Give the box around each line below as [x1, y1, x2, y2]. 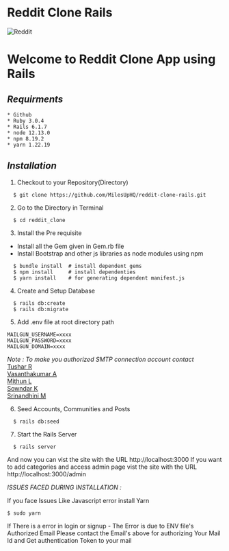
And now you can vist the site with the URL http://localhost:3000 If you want [7, 455, 222, 463]
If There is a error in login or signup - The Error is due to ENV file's [7, 522, 194, 530]
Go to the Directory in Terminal [16, 204, 104, 212]
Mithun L [7, 377, 32, 385]
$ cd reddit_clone [13, 217, 66, 223]
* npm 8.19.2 [7, 135, 44, 142]
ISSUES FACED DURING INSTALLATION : [7, 483, 122, 491]
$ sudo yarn [7, 509, 41, 517]
